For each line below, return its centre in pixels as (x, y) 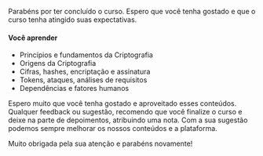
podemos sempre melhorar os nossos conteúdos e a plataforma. (113, 129)
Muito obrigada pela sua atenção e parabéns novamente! (100, 143)
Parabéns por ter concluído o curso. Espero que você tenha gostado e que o (132, 11)
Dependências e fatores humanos (74, 89)
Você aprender (33, 38)
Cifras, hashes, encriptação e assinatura (85, 72)
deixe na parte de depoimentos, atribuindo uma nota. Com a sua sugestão (128, 120)
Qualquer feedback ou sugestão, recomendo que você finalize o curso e (125, 112)
